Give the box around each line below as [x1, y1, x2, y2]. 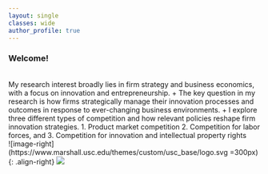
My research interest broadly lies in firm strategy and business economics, [8, 79, 254, 89]
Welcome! [8, 53, 50, 64]
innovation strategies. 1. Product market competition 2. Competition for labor [8, 121, 261, 132]
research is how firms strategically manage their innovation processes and [8, 97, 254, 106]
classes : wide [8, 19, 56, 27]
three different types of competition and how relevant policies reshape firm [8, 113, 256, 123]
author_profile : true [8, 26, 81, 34]
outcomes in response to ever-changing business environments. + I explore [8, 105, 258, 114]
